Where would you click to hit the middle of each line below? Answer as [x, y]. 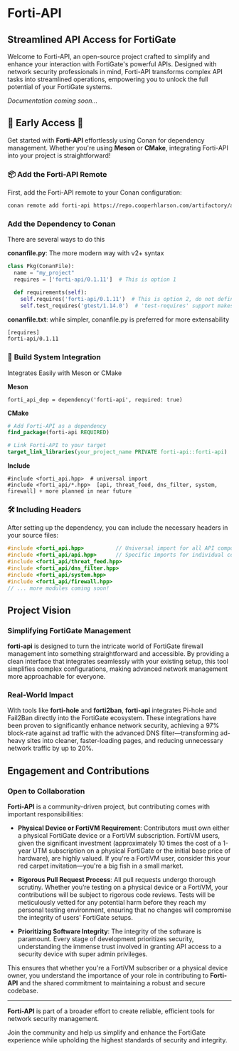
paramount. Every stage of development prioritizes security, [106, 939]
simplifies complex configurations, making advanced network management [118, 669]
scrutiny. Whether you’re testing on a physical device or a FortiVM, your [123, 887]
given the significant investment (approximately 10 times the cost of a [119, 844]
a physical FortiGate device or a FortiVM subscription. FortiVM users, [119, 836]
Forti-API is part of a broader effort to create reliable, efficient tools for [111, 1011]
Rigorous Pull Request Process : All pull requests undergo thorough [116, 880]
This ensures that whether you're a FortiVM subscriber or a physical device [118, 968]
